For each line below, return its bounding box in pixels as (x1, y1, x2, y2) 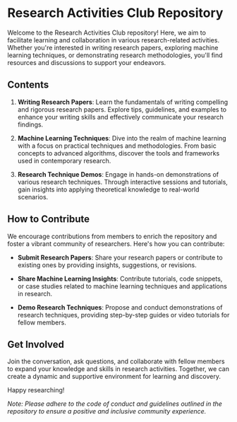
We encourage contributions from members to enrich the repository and (7, 232, 217, 240)
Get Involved (7, 338, 65, 351)
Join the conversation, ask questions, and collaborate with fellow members (7, 357, 225, 365)
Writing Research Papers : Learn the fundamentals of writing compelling (17, 98, 229, 106)
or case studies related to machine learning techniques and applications (17, 281, 227, 291)
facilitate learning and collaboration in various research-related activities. (7, 35, 220, 44)
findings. (17, 120, 44, 129)
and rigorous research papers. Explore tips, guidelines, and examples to (17, 105, 227, 114)
